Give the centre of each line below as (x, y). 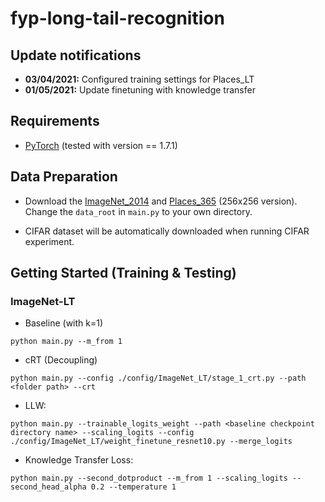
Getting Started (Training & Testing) (123, 273)
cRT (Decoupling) (61, 360)
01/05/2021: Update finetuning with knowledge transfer (140, 90)
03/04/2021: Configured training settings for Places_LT (139, 79)
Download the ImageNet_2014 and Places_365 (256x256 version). (161, 201)
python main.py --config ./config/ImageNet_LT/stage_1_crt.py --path (158, 378)
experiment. (49, 241)
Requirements (55, 121)
